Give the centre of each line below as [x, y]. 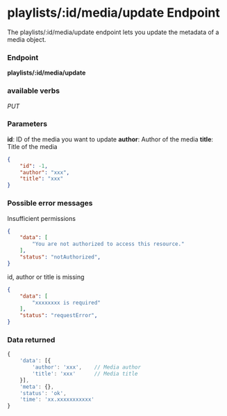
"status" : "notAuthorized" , [60, 257]
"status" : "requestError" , [59, 316]
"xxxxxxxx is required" [66, 302]
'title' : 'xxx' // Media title [85, 373]
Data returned [31, 339]
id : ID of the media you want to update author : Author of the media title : [110, 139]
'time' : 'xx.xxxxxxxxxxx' [57, 400]
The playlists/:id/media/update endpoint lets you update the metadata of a [113, 32]
